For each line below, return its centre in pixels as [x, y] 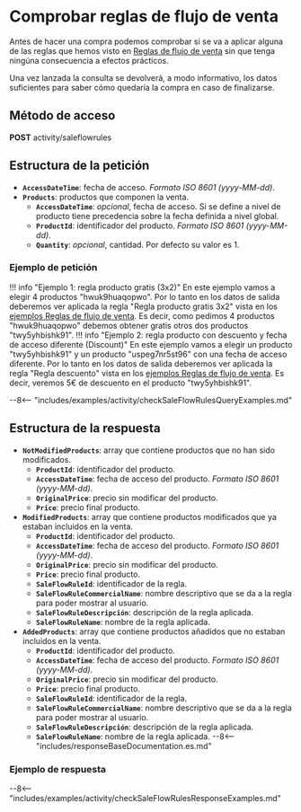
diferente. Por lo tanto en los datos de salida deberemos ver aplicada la [141, 363]
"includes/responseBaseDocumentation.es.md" [124, 746]
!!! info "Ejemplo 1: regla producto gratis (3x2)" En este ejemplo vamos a [142, 287]
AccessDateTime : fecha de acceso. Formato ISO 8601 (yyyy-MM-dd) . [149, 187]
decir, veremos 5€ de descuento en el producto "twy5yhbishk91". [131, 383]
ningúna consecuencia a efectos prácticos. [89, 60]
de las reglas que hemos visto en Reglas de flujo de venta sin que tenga [142, 50]
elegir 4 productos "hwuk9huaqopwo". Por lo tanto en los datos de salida [145, 296]
